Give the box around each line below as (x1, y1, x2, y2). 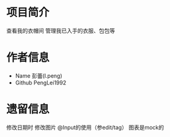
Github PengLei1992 (15, 79, 67, 86)
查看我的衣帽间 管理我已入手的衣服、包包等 (6, 27, 115, 34)
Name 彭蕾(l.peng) (15, 72, 62, 80)
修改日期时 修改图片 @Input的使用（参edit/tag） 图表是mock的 (6, 124, 164, 131)
